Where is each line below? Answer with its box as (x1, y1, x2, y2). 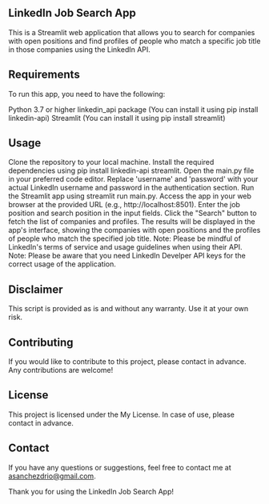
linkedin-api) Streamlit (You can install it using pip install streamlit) (8, 113, 226, 122)
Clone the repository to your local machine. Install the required (8, 158, 215, 167)
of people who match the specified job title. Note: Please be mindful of (8, 234, 242, 243)
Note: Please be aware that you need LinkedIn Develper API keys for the (8, 251, 246, 261)
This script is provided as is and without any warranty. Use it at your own (8, 304, 249, 314)
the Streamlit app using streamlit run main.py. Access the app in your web (8, 191, 252, 201)
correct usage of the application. (8, 259, 116, 269)
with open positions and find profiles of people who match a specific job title (8, 36, 261, 46)
